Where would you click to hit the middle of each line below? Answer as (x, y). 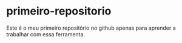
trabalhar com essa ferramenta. (46, 34)
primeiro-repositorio (59, 11)
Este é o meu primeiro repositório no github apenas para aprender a (91, 28)
